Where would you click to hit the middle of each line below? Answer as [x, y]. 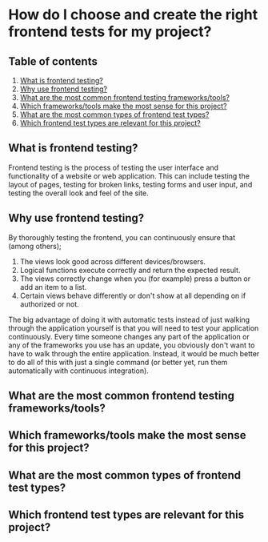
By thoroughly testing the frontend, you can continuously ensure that [122, 237]
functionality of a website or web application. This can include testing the [129, 176]
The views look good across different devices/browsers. [113, 261]
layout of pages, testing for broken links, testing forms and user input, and [130, 184]
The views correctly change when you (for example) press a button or [135, 279]
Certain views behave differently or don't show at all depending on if [133, 295]
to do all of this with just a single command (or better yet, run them [118, 362]
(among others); [35, 246]
